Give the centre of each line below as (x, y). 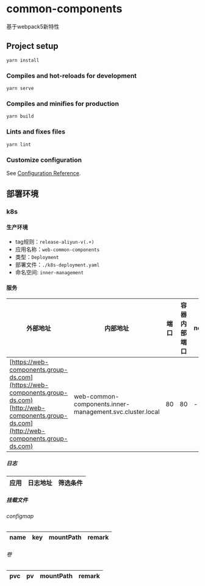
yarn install (23, 60)
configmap (20, 516)
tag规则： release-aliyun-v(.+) (55, 242)
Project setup (33, 46)
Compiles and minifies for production (63, 103)
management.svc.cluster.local (117, 411)
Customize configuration (44, 160)
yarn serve (20, 88)
